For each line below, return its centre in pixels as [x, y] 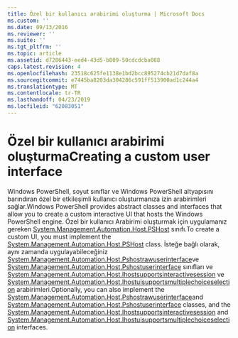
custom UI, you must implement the [59, 236]
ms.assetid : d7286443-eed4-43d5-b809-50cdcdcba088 [84, 60]
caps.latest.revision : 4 [44, 67]
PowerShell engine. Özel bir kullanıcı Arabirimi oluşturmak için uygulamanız [117, 222]
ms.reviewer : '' [31, 34]
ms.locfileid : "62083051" [45, 107]
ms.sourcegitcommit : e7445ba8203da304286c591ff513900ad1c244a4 [103, 80]
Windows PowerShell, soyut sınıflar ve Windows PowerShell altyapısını [110, 191]
